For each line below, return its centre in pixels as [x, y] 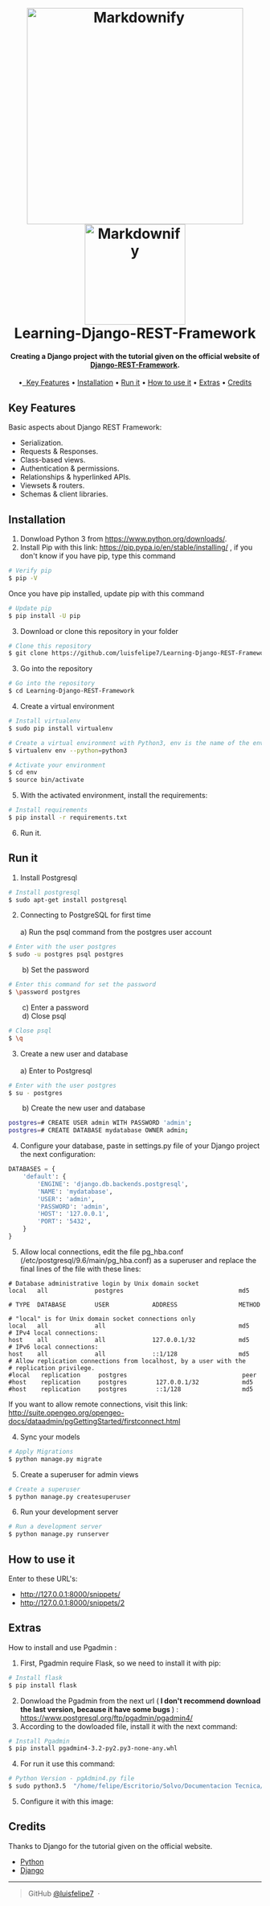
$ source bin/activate [46, 780]
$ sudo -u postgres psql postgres [66, 955]
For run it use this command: [67, 1764]
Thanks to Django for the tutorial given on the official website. [110, 1846]
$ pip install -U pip [45, 615]
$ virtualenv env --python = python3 [68, 751]
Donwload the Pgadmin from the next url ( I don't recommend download [140, 1701]
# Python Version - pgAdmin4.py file [72, 1779]
